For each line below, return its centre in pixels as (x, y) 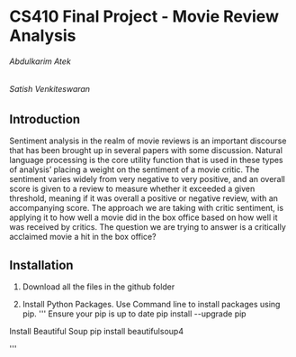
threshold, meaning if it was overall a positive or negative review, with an (144, 198)
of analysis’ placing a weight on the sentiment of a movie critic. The (135, 169)
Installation (41, 265)
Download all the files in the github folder (99, 287)
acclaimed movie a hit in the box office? (83, 237)
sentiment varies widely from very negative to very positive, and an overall (147, 179)
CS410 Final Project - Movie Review (144, 17)
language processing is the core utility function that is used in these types (146, 160)
